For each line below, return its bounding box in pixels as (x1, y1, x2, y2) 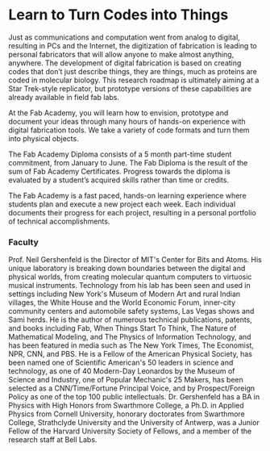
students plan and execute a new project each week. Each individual (8, 199, 236, 209)
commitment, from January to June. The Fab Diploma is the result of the (8, 157, 248, 167)
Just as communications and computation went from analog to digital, (8, 32, 240, 42)
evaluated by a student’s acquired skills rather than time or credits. (8, 175, 230, 185)
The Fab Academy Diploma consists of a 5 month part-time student (8, 149, 232, 159)
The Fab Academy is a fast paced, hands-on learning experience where (8, 190, 247, 200)
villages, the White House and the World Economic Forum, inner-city (8, 298, 236, 307)
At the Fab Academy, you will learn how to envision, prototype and (8, 107, 229, 118)
